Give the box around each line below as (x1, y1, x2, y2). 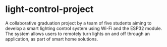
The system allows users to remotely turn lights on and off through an (5, 30, 150, 36)
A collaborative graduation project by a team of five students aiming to (5, 20, 152, 26)
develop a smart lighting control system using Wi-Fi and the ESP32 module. (5, 25, 162, 31)
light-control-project (5, 3, 94, 15)
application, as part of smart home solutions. (5, 36, 98, 42)
